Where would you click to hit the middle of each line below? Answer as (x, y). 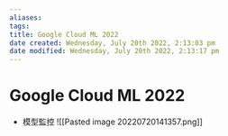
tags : (19, 26)
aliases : (26, 18)
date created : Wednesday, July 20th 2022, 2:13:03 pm (113, 43)
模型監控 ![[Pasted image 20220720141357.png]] (112, 122)
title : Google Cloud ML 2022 (64, 34)
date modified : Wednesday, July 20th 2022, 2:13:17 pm (114, 51)
